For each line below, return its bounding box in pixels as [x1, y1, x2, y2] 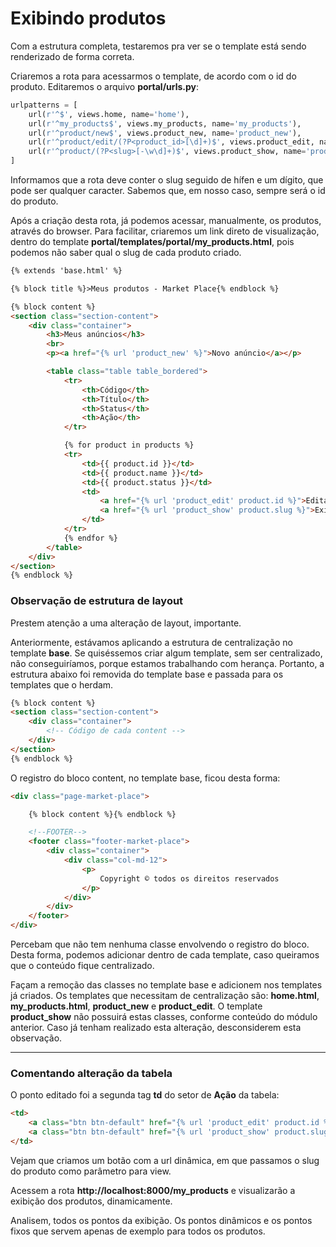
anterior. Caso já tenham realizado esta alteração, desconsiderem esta [10, 1022, 302, 1034]
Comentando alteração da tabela [10, 1067, 173, 1081]
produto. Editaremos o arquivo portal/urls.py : [10, 80, 200, 92]
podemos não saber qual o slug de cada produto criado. [10, 247, 242, 259]
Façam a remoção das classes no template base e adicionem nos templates [10, 979, 323, 991]
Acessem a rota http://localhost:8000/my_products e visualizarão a [10, 1184, 296, 1196]
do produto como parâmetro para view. [10, 1165, 172, 1177]
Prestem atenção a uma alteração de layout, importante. [10, 617, 242, 629]
